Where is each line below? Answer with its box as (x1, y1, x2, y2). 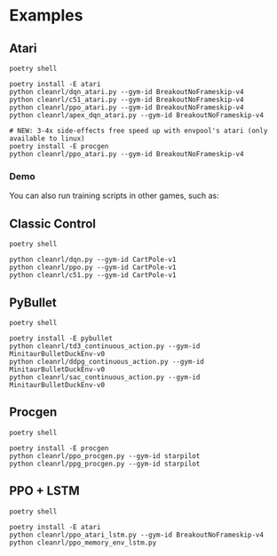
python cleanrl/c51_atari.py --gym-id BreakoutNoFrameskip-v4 (9, 95, 244, 104)
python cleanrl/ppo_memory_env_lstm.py (9, 538, 157, 547)
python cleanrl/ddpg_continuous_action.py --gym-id (9, 357, 204, 366)
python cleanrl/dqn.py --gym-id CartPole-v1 (9, 255, 177, 265)
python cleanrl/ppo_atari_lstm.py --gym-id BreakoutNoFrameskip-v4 (9, 530, 265, 539)
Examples (9, 5, 83, 26)
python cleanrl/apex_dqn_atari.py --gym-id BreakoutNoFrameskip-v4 (9, 111, 265, 120)
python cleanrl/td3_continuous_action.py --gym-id (9, 341, 201, 351)
